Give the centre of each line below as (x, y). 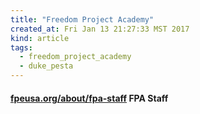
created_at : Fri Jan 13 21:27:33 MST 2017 (100, 29)
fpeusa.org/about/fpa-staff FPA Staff (89, 98)
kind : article (40, 38)
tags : (21, 47)
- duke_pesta (46, 66)
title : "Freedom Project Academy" (82, 19)
